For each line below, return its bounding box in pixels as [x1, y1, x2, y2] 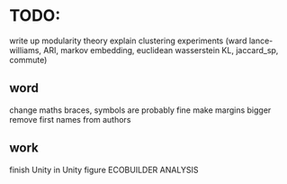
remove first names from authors [9, 114, 131, 124]
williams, [9, 44, 42, 55]
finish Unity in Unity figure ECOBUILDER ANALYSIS [9, 164, 200, 175]
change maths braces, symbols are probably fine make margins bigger [9, 105, 272, 115]
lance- [248, 35, 274, 46]
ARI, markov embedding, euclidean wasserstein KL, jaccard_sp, [43, 44, 279, 55]
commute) [9, 54, 48, 65]
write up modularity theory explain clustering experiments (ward [9, 35, 247, 46]
